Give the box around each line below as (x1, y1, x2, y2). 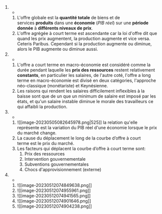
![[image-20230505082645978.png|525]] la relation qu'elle (17, 119, 138, 125)
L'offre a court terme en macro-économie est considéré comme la (17, 62, 151, 68)
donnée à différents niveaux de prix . (17, 25, 93, 31)
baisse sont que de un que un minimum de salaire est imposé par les (17, 93, 156, 99)
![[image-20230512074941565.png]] (17, 193, 91, 199)
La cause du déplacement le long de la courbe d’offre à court (17, 135, 141, 141)
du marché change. (17, 130, 57, 136)
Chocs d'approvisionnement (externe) (24, 167, 102, 172)
